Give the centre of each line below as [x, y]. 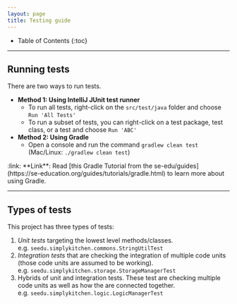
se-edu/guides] [176, 166]
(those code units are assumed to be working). [85, 263]
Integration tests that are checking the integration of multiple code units [122, 255]
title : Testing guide [39, 20]
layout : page [26, 14]
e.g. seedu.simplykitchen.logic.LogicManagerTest [90, 293]
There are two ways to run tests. [54, 86]
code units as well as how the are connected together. [96, 286]
